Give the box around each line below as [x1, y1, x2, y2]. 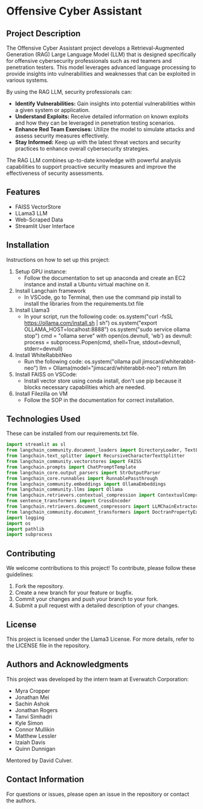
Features [6, 187, 40, 197]
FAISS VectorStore [14, 203, 62, 210]
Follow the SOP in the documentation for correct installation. [24, 396, 174, 404]
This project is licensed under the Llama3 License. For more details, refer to [6, 635, 195, 643]
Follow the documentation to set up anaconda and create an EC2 [24, 274, 186, 281]
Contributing [6, 548, 56, 558]
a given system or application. [14, 106, 91, 113]
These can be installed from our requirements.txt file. [6, 430, 139, 437]
